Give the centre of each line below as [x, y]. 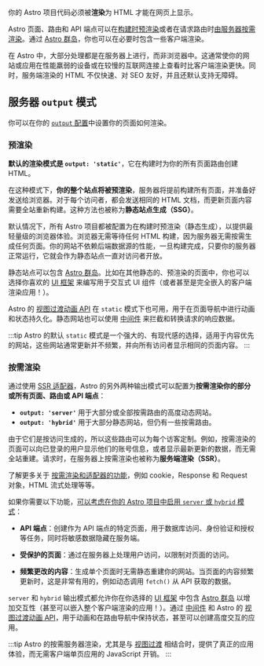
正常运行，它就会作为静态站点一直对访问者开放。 [87, 256]
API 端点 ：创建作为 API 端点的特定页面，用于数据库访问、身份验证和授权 [137, 529]
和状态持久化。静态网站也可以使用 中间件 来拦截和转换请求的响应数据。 [124, 319]
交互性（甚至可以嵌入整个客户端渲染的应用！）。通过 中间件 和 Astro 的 [129, 608]
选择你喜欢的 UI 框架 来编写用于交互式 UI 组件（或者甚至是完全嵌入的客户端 [130, 283]
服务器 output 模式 [52, 102]
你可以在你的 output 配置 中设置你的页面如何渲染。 [90, 123]
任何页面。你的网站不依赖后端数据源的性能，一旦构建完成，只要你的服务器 [135, 246]
